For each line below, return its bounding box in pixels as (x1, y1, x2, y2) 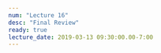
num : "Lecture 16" (8, 11, 69, 19)
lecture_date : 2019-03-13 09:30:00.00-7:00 (8, 33, 154, 41)
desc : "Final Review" (8, 19, 80, 26)
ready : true (8, 26, 47, 34)
